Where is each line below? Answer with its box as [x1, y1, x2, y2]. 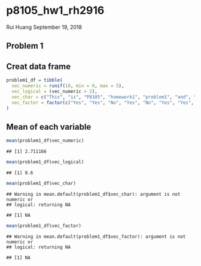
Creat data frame [6, 61, 71, 71]
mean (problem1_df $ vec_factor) [6, 223, 82, 229]
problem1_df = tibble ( [6, 77, 63, 83]
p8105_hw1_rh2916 [6, 4, 105, 17]
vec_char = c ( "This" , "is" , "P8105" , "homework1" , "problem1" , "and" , [11, 94, 191, 100]
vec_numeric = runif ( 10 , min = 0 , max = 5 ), [11, 83, 124, 89]
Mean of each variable [6, 121, 92, 132]
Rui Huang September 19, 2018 [6, 23, 83, 31]
